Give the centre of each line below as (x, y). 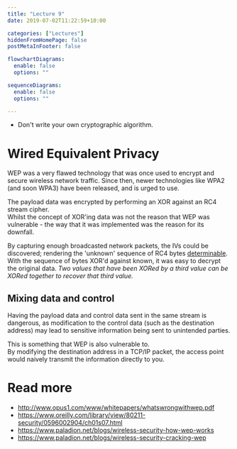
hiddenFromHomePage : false (47, 40)
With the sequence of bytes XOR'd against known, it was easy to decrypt (114, 261)
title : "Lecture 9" (36, 14)
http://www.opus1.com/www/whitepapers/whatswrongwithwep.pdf (116, 408)
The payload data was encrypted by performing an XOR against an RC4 (112, 202)
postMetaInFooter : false (44, 47)
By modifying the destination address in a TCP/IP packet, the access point (116, 352)
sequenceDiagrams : (34, 85)
